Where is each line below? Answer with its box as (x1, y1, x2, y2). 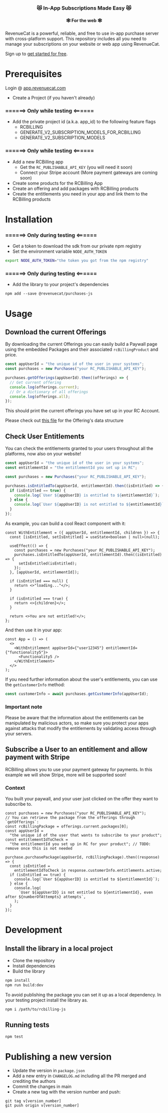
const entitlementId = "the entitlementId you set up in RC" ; (5, 465, 137, 470)
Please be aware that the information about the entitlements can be (5, 715, 144, 721)
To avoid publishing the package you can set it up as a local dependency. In (5, 991, 161, 997)
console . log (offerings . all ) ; (9, 394, 70, 399)
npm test (5, 1034, 23, 1039)
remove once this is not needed (5, 846, 72, 851)
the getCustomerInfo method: (5, 681, 65, 688)
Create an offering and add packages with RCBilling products (12, 185, 139, 192)
